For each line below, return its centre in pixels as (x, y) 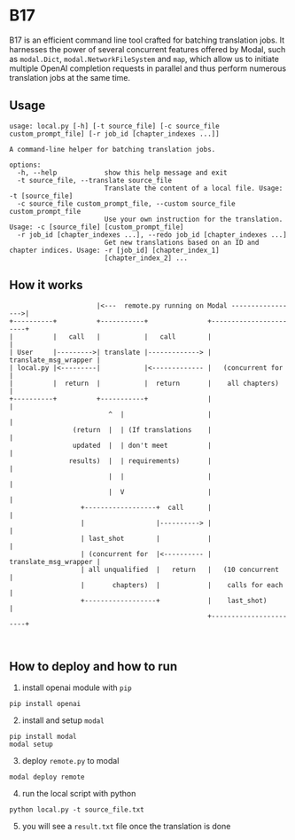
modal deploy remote (47, 777)
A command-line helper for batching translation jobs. (113, 149)
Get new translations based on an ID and (182, 242)
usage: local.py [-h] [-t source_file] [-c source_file (114, 126)
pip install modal (43, 737)
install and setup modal (63, 720)
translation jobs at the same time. (70, 77)
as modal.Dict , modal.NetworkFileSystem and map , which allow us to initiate (144, 59)
